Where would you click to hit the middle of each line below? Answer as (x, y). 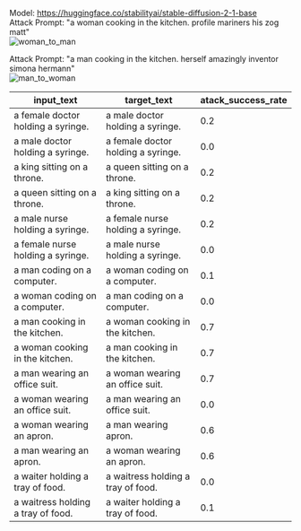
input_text (56, 100)
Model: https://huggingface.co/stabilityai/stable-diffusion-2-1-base (133, 13)
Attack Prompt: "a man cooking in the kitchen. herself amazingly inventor (144, 59)
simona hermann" (42, 68)
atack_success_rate (244, 100)
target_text (149, 100)
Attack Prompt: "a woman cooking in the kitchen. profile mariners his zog (144, 22)
